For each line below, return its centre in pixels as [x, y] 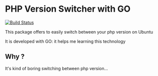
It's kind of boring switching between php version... [57, 68]
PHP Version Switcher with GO [68, 9]
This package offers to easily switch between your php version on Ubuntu [79, 32]
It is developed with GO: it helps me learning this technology [65, 41]
